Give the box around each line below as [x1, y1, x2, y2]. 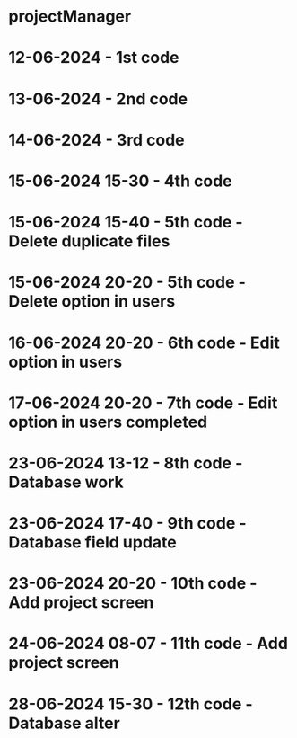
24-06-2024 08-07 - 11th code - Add [8, 634, 289, 654]
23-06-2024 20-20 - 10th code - [8, 574, 258, 594]
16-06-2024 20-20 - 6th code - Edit [8, 333, 280, 352]
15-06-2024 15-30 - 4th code [8, 171, 232, 191]
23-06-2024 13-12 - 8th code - [8, 452, 243, 473]
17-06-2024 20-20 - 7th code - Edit [8, 393, 278, 413]
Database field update [8, 532, 177, 553]
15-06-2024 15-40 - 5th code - [8, 212, 243, 233]
